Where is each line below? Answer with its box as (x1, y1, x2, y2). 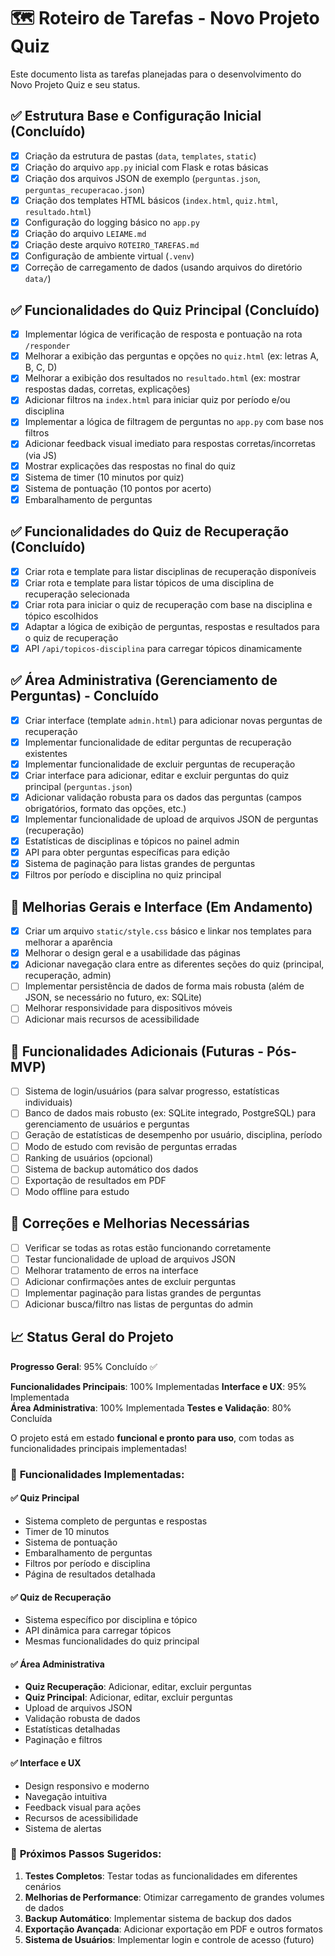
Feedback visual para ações (24, 1801, 142, 1813)
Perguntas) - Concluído (10, 688, 160, 705)
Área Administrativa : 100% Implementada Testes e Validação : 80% (10, 1401, 292, 1414)
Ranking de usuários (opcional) (24, 1151, 154, 1164)
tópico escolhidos (24, 610, 99, 622)
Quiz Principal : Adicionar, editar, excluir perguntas (24, 1691, 233, 1704)
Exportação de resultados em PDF (24, 1174, 167, 1186)
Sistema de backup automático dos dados (24, 1163, 199, 1175)
